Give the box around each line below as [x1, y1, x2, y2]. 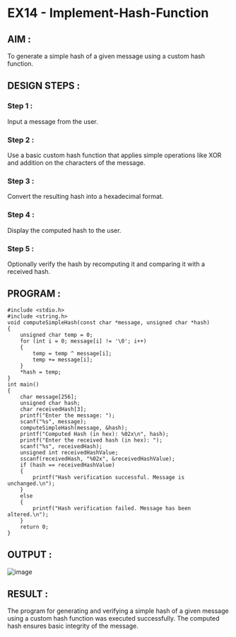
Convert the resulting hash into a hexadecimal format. [7, 193, 164, 201]
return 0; [20, 523, 49, 530]
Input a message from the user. [7, 117, 98, 125]
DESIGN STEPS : [7, 80, 81, 92]
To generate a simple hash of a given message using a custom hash [7, 52, 205, 60]
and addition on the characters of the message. [7, 158, 146, 167]
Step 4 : [7, 210, 35, 220]
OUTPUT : [7, 549, 52, 561]
